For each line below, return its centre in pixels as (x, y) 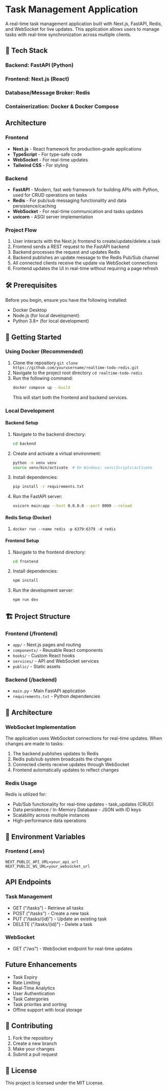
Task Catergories (31, 999)
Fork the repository (33, 1038)
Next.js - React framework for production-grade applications (77, 149)
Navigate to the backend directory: (49, 434)
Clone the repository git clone (45, 363)
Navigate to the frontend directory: (49, 552)
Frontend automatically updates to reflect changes (66, 770)
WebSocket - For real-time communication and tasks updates (78, 211)
